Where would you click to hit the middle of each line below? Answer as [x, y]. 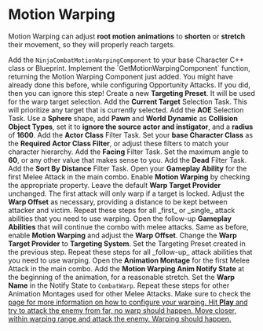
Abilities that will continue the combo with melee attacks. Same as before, [128, 226]
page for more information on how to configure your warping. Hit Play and [128, 302]
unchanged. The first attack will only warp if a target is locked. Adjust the [126, 193]
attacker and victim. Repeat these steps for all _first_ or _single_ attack [122, 210]
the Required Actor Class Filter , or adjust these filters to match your [119, 143]
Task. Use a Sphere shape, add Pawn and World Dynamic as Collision [123, 118]
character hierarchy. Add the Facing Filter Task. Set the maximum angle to [128, 152]
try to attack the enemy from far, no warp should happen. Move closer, [122, 310]
